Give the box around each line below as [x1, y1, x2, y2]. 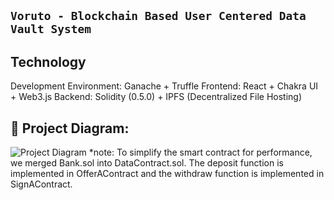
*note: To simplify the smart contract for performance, [88, 146, 313, 159]
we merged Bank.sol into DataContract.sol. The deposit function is [10, 157, 284, 169]
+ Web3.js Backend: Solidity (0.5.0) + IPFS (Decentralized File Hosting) [10, 91, 302, 103]
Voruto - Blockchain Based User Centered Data [10, 9, 307, 24]
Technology [10, 53, 87, 70]
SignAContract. [10, 178, 73, 190]
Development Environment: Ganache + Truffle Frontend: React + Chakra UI [10, 80, 319, 92]
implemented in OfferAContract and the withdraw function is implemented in [10, 168, 325, 180]
